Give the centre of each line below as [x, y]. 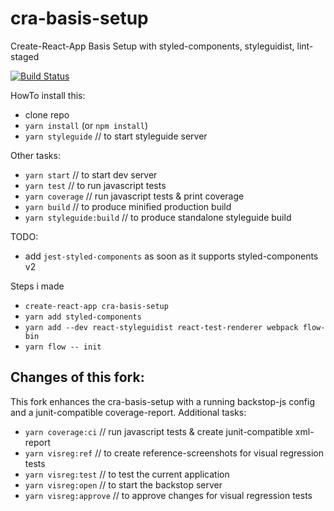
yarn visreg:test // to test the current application [127, 474]
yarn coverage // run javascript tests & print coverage [134, 196]
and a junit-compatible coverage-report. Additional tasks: [128, 412]
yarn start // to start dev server [91, 174]
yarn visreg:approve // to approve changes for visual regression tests [168, 495]
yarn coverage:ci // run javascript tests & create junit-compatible [158, 431]
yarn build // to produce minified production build [128, 206]
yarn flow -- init [63, 347]
